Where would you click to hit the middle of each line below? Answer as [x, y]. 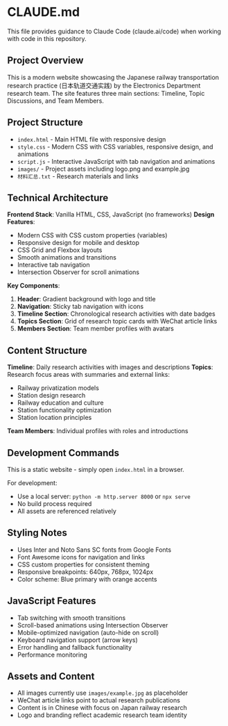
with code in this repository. [47, 38]
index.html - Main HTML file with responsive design [91, 139]
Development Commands [63, 453]
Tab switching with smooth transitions [71, 618]
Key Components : [34, 286]
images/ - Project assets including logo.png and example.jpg [103, 169]
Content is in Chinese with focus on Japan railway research [102, 708]
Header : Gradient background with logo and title [86, 299]
